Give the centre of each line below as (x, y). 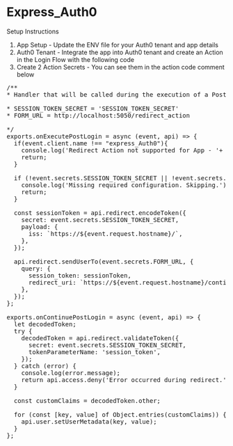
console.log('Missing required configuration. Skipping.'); (126, 185)
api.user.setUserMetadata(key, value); (89, 421)
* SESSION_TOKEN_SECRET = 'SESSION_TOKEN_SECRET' (93, 108)
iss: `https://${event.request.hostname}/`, (105, 233)
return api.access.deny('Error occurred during (104, 380)
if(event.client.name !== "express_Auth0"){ (91, 143)
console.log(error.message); (71, 373)
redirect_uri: (53, 282)
